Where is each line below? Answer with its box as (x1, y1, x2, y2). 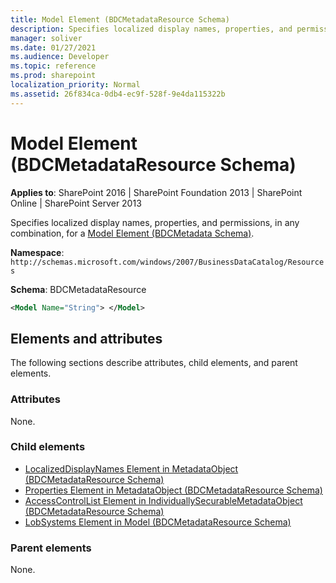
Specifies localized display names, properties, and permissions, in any (10, 216, 300, 228)
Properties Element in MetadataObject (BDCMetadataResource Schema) (24, 484, 323, 496)
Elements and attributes (10, 330, 163, 347)
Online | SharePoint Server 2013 (10, 197, 142, 209)
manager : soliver (10, 33, 83, 43)
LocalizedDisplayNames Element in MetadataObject (24, 462, 239, 475)
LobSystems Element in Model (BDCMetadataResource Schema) (24, 516, 292, 528)
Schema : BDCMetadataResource (10, 283, 147, 295)
